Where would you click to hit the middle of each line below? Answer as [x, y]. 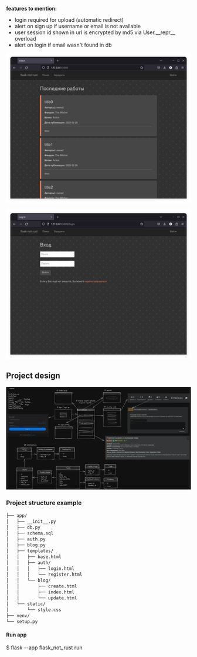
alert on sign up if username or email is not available [78, 26]
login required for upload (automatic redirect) [69, 20]
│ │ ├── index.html [40, 592]
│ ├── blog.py [26, 545]
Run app [16, 635]
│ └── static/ [26, 604]
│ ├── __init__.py [31, 522]
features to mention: [32, 9]
